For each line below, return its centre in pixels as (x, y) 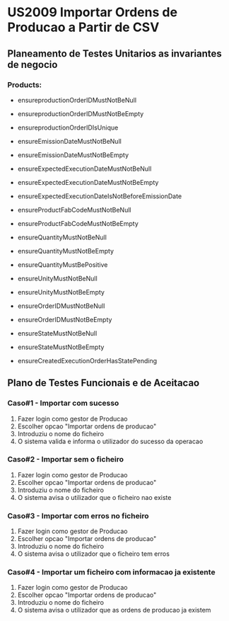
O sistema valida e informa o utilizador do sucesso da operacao (110, 441)
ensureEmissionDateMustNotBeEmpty (73, 155)
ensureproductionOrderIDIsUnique (68, 127)
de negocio (33, 64)
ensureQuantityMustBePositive (63, 264)
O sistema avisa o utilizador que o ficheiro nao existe (94, 497)
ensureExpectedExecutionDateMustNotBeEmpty (88, 182)
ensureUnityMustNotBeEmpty (61, 292)
